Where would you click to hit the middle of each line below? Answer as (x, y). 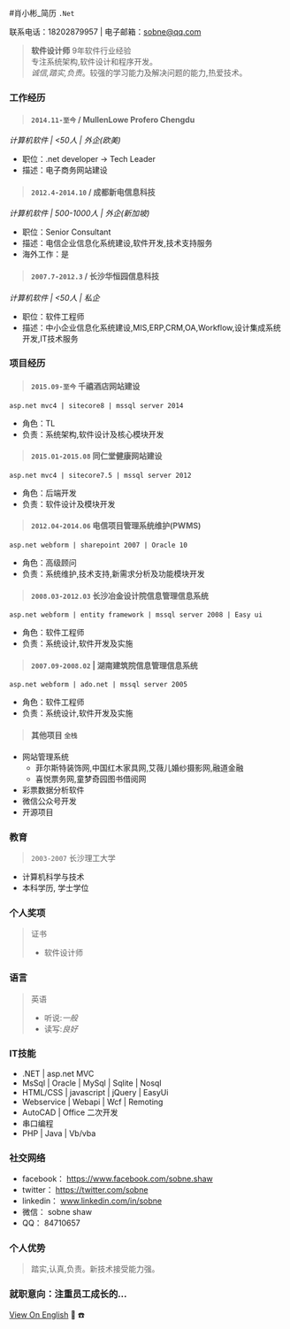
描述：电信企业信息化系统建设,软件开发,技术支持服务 (117, 243)
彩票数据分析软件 (53, 789)
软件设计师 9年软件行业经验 (81, 50)
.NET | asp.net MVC (58, 1073)
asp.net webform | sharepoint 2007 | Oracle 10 (99, 545)
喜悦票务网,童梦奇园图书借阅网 (91, 779)
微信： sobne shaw (57, 1212)
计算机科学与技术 (53, 876)
